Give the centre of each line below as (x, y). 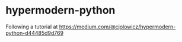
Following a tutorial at (32, 27)
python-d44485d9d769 (34, 33)
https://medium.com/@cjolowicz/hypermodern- (117, 27)
